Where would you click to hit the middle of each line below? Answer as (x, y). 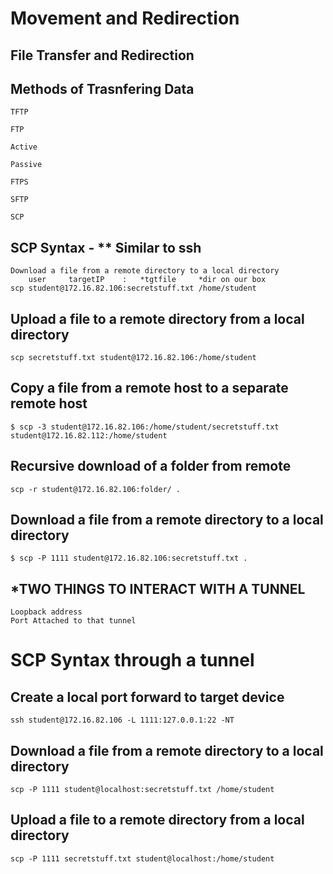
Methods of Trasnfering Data (102, 88)
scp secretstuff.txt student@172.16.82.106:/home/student (133, 358)
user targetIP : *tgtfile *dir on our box (147, 280)
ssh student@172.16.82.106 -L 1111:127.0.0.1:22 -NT (122, 720)
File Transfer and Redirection (102, 55)
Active (24, 147)
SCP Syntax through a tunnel (132, 660)
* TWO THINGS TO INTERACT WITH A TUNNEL (158, 588)
